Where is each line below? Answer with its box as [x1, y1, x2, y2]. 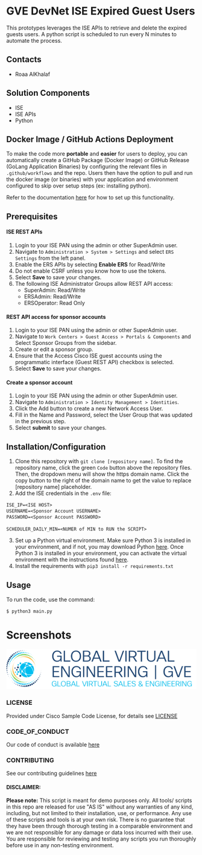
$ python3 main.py [6, 608, 52, 614]
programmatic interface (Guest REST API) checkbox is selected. [14, 359, 174, 366]
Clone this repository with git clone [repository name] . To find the [14, 458, 183, 465]
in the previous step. [14, 418, 66, 425]
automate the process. [6, 37, 62, 44]
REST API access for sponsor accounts [6, 313, 106, 320]
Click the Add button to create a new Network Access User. [14, 405, 163, 412]
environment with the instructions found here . [14, 556, 128, 563]
